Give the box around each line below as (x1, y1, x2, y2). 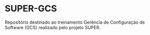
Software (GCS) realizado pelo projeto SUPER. (5, 24, 101, 30)
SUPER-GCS (5, 3, 57, 14)
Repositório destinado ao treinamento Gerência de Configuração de (5, 19, 145, 25)
